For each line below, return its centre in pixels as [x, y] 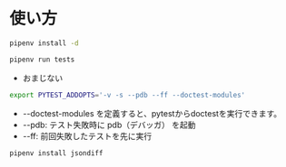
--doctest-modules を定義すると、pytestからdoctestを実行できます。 [152, 113]
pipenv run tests [42, 60]
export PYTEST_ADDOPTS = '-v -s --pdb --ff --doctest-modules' [128, 95]
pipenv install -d [44, 43]
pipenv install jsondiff [56, 153]
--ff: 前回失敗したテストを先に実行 [87, 135]
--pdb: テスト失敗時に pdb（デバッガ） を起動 [109, 125]
